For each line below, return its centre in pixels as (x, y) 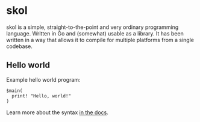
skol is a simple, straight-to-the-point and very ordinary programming (92, 27)
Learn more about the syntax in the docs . (57, 112)
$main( (14, 91)
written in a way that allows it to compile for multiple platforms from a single (100, 40)
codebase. (20, 46)
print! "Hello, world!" (41, 96)
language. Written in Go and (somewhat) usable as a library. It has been (95, 33)
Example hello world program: (43, 79)
